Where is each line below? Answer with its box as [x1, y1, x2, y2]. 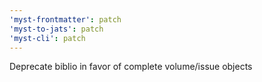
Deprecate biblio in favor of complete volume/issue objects [9, 61, 253, 73]
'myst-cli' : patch [9, 33, 86, 43]
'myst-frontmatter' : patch [9, 14, 122, 25]
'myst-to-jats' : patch [9, 24, 104, 34]
